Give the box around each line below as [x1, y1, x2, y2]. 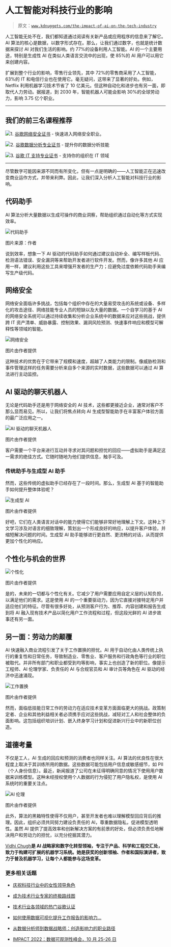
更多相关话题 [5, 870, 37, 877]
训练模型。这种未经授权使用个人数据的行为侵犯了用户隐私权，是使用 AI [14, 774, 163, 780]
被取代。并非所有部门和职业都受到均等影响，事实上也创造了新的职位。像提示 [5, 660, 166, 666]
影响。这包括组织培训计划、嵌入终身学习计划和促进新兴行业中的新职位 [9, 718, 157, 724]
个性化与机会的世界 [5, 554, 66, 563]
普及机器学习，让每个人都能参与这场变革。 [14, 855, 103, 861]
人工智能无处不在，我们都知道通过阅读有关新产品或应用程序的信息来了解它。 [5, 33, 166, 39]
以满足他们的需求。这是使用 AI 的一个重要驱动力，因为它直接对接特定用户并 [5, 597, 164, 603]
